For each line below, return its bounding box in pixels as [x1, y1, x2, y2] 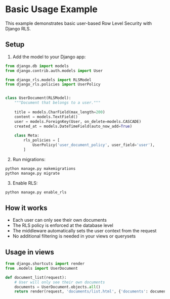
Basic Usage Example [5, 4, 98, 15]
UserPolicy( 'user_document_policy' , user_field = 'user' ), [32, 142, 155, 147]
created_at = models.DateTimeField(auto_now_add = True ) [14, 124, 133, 129]
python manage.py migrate [5, 171, 60, 176]
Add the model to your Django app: [12, 54, 86, 60]
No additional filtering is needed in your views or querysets [12, 233, 136, 239]
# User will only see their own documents [14, 279, 105, 285]
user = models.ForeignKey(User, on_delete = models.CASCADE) [14, 119, 142, 124]
